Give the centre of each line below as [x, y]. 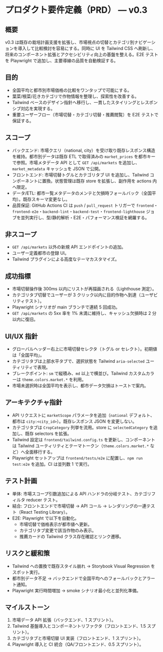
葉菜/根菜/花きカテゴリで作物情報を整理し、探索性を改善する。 [75, 96]
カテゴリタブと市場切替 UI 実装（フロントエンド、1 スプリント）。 [78, 638]
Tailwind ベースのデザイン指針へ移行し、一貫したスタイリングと [76, 102]
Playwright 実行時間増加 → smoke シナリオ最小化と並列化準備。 [76, 590]
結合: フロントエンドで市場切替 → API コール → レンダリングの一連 [79, 506]
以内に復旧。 [25, 319]
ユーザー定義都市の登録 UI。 [40, 253]
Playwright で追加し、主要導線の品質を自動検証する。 [64, 61]
